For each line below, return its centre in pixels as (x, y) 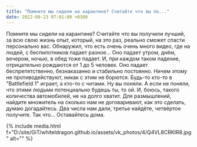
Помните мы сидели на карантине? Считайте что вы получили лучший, (96, 33)
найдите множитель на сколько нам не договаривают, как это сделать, (96, 102)
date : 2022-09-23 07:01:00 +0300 (47, 17)
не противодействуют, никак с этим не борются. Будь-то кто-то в (89, 77)
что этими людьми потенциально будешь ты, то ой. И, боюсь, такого (93, 90)
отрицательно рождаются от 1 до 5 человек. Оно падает (77, 64)
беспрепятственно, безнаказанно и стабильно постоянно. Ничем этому (97, 71)
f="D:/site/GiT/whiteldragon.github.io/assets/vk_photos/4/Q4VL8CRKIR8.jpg (99, 132)
